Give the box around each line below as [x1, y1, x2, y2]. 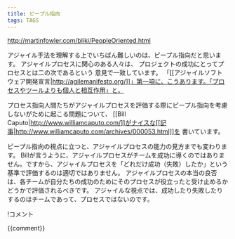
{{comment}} [7, 224, 46, 232]
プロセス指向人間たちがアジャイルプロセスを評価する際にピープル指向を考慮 [7, 101, 228, 109]
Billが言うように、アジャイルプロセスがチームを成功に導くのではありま [20, 150, 225, 159]
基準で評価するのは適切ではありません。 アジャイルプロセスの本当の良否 [7, 168, 217, 176]
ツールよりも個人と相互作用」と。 [25, 86, 124, 94]
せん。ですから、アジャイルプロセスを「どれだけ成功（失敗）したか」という [7, 160, 228, 168]
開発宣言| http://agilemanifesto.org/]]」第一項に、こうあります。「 [25, 77, 213, 85]
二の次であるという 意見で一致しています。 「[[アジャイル [37, 68, 205, 77]
